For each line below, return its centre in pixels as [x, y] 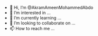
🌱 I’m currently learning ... [35, 18]
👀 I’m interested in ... [30, 13]
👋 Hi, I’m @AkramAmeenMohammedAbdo [51, 8]
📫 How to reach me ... [32, 28]
